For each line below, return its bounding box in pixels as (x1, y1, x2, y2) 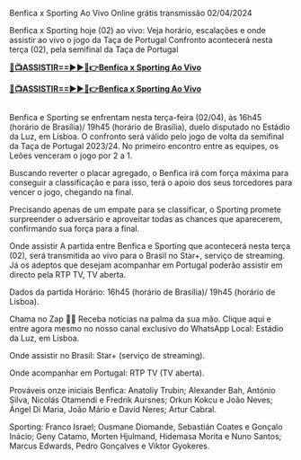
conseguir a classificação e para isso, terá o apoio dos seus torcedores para (9, 177, 293, 188)
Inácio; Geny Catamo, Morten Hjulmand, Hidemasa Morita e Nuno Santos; (9, 431, 282, 441)
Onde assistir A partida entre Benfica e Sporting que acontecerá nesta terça (9, 241, 291, 251)
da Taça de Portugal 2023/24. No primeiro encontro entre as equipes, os (9, 141, 279, 151)
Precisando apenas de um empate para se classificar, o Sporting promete (9, 204, 281, 215)
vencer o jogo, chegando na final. (9, 187, 134, 197)
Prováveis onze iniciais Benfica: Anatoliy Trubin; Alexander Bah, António (9, 385, 276, 395)
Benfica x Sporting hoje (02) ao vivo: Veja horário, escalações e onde (9, 25, 267, 35)
